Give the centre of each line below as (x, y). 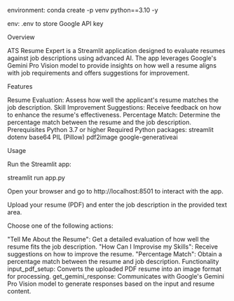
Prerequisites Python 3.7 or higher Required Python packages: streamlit (110, 130)
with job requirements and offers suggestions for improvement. (98, 73)
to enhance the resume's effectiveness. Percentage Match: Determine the (114, 115)
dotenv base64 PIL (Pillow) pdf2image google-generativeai (93, 137)
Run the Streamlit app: (39, 164)
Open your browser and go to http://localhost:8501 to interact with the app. (116, 191)
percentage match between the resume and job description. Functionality (113, 262)
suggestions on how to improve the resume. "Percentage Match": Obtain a (115, 254)
